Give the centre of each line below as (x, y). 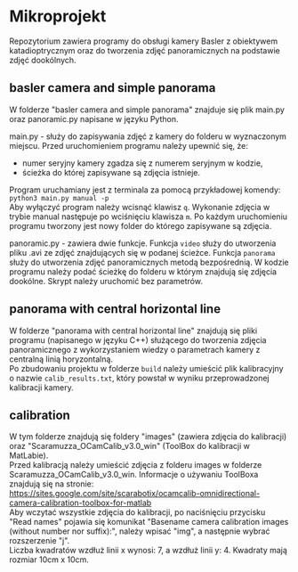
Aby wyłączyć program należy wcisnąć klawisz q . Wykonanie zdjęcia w (140, 207)
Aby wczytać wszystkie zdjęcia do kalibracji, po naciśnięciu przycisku (137, 512)
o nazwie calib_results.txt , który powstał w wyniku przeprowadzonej (139, 378)
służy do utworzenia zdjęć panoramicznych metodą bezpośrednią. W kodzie (149, 262)
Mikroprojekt (58, 16)
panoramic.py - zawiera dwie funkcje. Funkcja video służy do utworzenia (143, 243)
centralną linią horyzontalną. (61, 359)
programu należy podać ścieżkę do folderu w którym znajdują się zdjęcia (143, 271)
